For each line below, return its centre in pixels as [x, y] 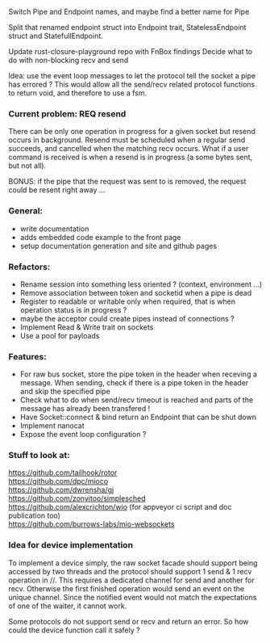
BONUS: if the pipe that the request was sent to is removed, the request [127, 182]
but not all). [27, 166]
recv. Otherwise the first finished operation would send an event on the [126, 588]
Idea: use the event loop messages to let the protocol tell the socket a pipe [132, 76]
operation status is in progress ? [73, 309]
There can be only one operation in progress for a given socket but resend [132, 132]
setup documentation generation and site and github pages [118, 246]
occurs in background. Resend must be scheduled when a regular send [127, 140]
